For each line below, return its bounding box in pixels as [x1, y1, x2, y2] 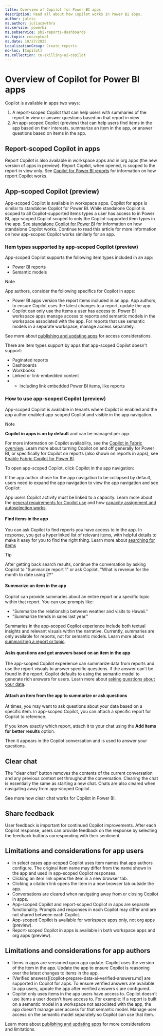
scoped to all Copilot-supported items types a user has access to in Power [5, 211, 155, 216]
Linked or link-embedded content [12, 373, 79, 379]
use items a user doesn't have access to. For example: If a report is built [12, 996, 157, 1002]
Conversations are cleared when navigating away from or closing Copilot [12, 891, 158, 897]
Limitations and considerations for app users [5, 847, 144, 855]
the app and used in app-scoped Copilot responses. [12, 870, 117, 876]
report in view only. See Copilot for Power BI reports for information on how [5, 168, 156, 174]
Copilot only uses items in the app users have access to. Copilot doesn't [12, 991, 157, 996]
